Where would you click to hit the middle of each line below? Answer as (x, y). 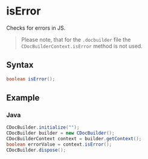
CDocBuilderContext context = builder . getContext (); (74, 139)
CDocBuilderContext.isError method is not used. (82, 46)
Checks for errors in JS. (36, 28)
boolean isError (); (31, 79)
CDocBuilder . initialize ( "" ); (43, 128)
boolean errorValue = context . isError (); (59, 144)
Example (23, 98)
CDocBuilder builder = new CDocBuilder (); (60, 133)
